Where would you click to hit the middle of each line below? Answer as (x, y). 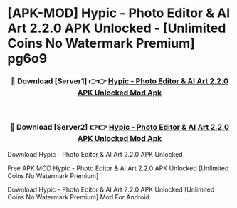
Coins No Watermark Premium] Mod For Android (78, 197)
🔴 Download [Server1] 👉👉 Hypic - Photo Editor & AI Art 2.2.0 (120, 81)
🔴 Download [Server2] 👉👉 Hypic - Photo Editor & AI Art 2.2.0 (120, 128)
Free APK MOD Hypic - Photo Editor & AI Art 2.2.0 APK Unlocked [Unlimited (118, 168)
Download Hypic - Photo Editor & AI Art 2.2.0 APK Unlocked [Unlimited (111, 189)
